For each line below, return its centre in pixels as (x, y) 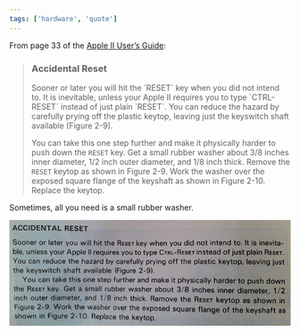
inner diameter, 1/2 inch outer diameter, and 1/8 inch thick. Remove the (160, 161)
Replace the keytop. (68, 190)
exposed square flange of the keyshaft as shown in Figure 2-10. (148, 180)
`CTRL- (262, 97)
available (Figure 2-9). (72, 126)
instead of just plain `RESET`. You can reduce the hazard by (170, 106)
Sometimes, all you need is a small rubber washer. (101, 207)
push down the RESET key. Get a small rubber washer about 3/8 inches (160, 152)
